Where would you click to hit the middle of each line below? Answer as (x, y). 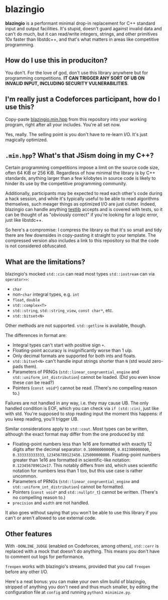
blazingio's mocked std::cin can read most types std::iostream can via (80, 274)
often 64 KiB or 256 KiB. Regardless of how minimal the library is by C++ (80, 173)
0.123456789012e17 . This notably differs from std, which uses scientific (85, 465)
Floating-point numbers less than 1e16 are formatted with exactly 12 (82, 444)
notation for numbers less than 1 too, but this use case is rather (77, 471)
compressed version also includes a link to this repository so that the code (82, 241)
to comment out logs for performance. (45, 557)
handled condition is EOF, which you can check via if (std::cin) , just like (82, 409)
